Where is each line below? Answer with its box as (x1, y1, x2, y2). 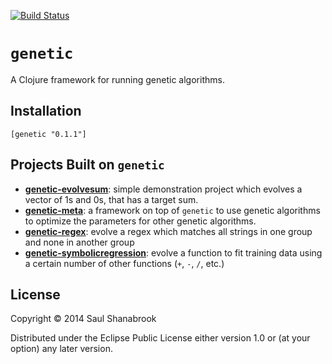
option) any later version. (10, 343, 113, 355)
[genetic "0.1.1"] (10, 129, 87, 139)
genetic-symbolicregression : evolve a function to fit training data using (24, 246, 323, 259)
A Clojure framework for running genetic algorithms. (10, 73, 225, 85)
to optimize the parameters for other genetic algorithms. (24, 215, 257, 227)
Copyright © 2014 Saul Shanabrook (10, 313, 157, 325)
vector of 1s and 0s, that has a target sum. (24, 193, 199, 205)
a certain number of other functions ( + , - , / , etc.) (24, 257, 225, 269)
